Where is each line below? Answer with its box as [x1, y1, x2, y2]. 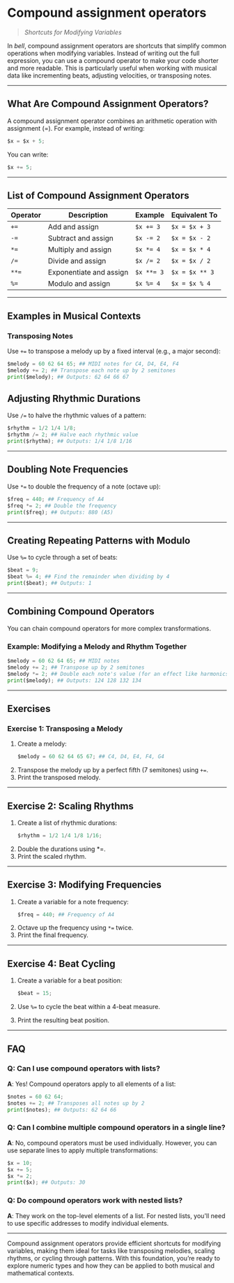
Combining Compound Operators [7, 606, 155, 618]
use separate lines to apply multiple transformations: [7, 1146, 158, 1154]
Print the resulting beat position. [17, 1016, 110, 1024]
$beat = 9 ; [7, 567, 39, 574]
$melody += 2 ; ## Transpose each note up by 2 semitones [7, 367, 176, 374]
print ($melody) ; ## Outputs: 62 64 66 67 [7, 373, 130, 380]
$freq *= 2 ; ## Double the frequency [7, 502, 117, 509]
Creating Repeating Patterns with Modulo [7, 535, 191, 546]
